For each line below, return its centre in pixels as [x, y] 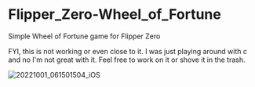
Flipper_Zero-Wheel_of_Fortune [115, 14]
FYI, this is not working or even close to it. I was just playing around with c [127, 51]
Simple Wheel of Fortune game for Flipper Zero [84, 36]
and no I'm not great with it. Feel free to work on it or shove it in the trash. [127, 60]
